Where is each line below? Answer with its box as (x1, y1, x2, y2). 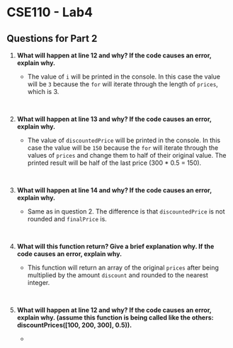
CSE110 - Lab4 (6, 4, 93, 21)
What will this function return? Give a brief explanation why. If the (16, 242, 215, 250)
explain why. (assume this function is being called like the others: (16, 313, 214, 322)
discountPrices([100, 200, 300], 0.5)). (16, 321, 132, 329)
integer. (27, 279, 50, 286)
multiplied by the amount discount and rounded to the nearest (27, 271, 208, 279)
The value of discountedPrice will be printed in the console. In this (27, 136, 221, 144)
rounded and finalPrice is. (27, 215, 107, 223)
